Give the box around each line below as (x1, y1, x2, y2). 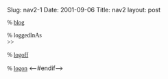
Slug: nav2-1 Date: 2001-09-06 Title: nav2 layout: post (7, 6, 161, 14)
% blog (7, 19, 25, 26)
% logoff (7, 51, 29, 59)
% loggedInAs (7, 32, 43, 39)
